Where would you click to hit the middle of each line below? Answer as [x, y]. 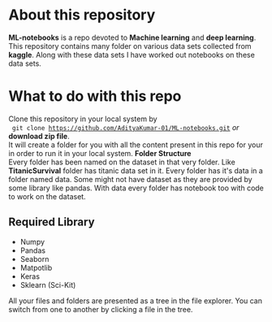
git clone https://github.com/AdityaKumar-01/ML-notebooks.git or [125, 127]
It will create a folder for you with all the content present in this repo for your [136, 145]
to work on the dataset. [47, 196]
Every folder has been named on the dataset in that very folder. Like [122, 162]
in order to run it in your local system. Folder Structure [100, 153]
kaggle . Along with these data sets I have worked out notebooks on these [132, 54]
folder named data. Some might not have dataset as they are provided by [131, 179]
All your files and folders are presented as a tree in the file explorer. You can [135, 300]
